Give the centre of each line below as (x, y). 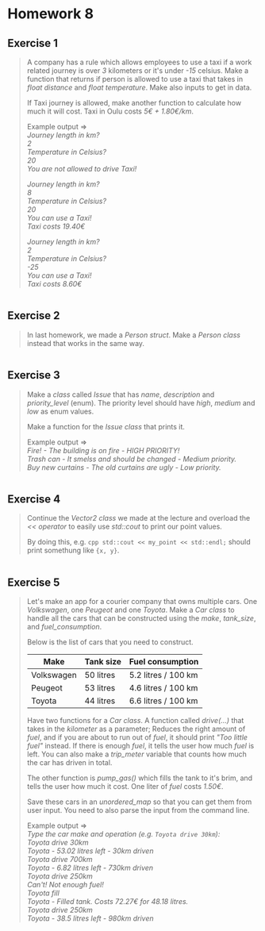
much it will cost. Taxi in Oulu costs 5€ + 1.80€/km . (110, 111)
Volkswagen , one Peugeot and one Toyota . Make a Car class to (131, 610)
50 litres (100, 675)
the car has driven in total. (69, 763)
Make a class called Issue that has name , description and (121, 394)
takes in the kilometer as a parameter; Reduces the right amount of (136, 729)
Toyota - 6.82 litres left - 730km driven (90, 868)
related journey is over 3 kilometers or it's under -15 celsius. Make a (138, 71)
